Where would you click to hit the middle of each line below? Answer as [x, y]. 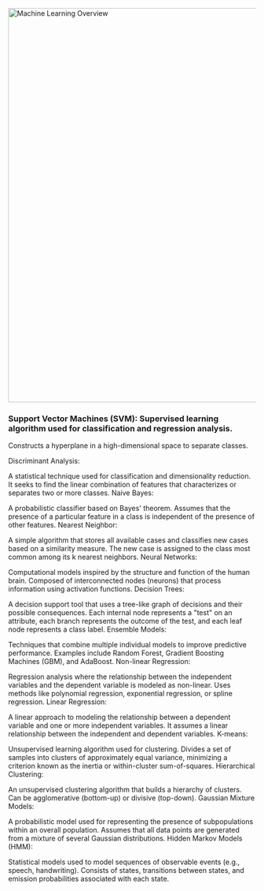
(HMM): [20, 847]
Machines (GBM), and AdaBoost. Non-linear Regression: [99, 662]
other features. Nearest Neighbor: [63, 525]
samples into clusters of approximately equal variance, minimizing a [118, 758]
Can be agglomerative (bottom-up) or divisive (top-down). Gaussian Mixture [132, 798]
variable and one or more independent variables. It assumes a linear [118, 725]
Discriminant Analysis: [44, 461]
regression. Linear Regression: [58, 702]
